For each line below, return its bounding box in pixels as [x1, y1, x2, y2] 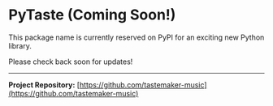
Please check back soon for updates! [8, 57, 133, 66]
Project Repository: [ [8, 79, 80, 90]
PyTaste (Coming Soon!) [8, 6, 176, 24]
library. [8, 40, 32, 50]
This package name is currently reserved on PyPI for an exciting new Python [8, 32, 265, 42]
